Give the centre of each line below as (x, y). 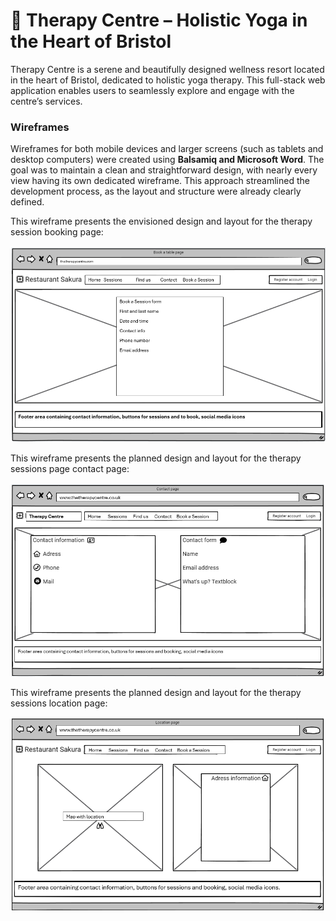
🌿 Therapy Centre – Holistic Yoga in (159, 20)
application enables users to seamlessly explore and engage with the (152, 90)
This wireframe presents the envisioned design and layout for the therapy (161, 221)
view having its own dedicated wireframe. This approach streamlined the (160, 181)
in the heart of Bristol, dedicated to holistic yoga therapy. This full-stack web (168, 80)
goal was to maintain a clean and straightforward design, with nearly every (164, 170)
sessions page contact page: (70, 469)
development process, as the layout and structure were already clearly (156, 191)
